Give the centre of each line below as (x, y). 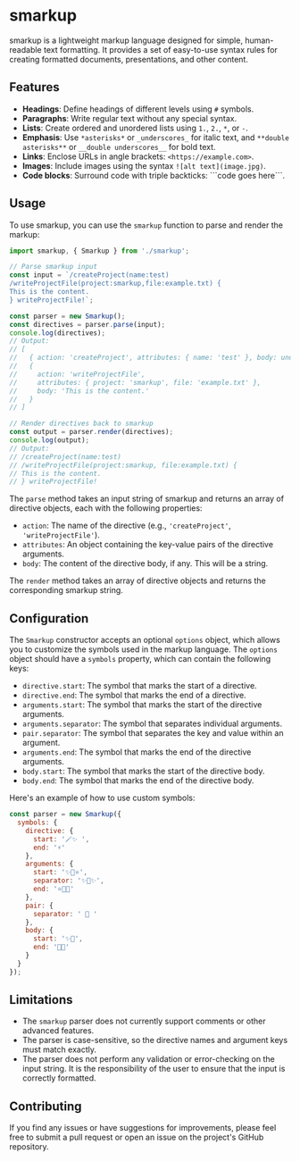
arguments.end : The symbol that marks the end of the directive (137, 752)
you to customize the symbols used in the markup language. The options (144, 649)
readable (25, 49)
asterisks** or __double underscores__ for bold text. (119, 146)
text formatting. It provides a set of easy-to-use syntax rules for (161, 49)
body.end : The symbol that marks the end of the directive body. (138, 781)
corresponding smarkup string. (66, 590)
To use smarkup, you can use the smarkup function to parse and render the (146, 225)
